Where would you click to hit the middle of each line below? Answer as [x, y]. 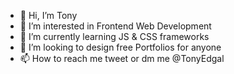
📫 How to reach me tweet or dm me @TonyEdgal [122, 58]
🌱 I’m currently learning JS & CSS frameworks [114, 36]
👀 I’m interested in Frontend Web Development [115, 26]
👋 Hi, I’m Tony [48, 15]
